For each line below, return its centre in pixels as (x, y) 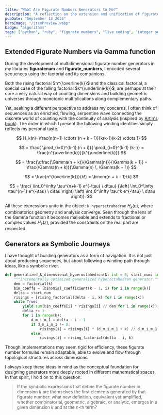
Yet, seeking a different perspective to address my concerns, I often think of (81, 108)
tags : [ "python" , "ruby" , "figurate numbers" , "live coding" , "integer (79, 32)
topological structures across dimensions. (47, 358)
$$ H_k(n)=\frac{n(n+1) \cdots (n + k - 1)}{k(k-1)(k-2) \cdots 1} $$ (81, 138)
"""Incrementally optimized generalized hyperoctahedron (73, 280)
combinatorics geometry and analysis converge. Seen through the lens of (78, 212)
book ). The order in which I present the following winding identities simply (79, 123)
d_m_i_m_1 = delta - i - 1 (58, 320)
